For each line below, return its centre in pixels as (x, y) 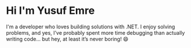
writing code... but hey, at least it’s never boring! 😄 (67, 39)
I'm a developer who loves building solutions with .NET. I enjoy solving (91, 27)
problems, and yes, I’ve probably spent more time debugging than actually (95, 32)
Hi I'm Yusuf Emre (51, 11)
